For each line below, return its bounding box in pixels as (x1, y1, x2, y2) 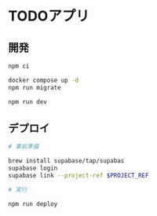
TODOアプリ (8, 7, 90, 25)
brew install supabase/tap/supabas (8, 157, 125, 165)
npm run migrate (8, 83, 61, 91)
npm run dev (8, 97, 47, 106)
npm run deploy (8, 200, 58, 208)
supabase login (8, 164, 58, 173)
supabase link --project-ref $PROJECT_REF (8, 171, 149, 179)
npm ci (8, 62, 30, 70)
